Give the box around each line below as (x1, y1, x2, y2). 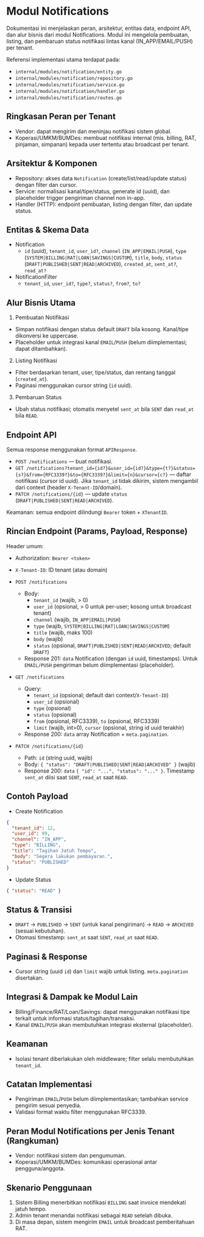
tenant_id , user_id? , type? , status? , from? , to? (24, 280, 141, 287)
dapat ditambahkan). (15, 345, 68, 353)
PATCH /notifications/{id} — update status (15, 490, 128, 497)
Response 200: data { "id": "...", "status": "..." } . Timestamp (24, 767, 195, 774)
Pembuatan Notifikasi (15, 314, 69, 321)
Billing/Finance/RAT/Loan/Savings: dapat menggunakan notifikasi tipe (15, 1008, 191, 1015)
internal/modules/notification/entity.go (15, 68, 122, 75)
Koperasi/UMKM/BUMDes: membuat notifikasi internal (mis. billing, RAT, (15, 134, 197, 141)
